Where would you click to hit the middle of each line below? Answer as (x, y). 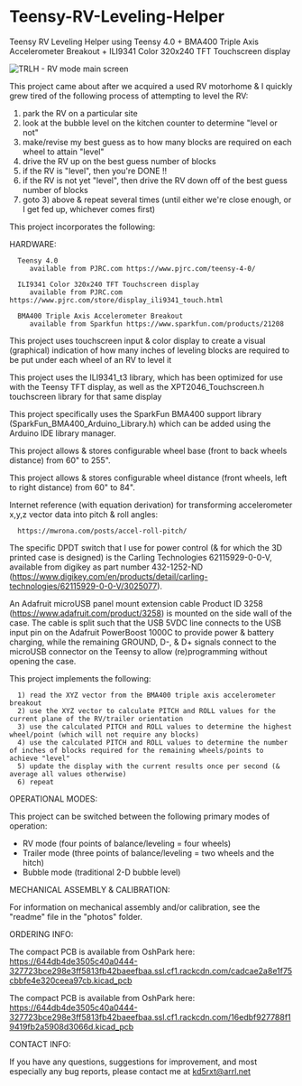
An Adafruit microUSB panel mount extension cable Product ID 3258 (137, 603)
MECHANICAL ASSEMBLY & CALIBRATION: (90, 889)
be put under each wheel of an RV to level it (91, 359)
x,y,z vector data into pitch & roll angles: (84, 514)
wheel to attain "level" (63, 152)
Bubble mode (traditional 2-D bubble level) (101, 872)
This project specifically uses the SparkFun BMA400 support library (136, 413)
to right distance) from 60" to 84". (72, 487)
